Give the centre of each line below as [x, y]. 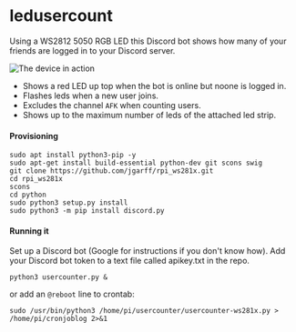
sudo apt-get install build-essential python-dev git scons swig [136, 163]
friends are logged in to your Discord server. [92, 50]
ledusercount [61, 16]
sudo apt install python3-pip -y [73, 156]
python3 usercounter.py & [58, 277]
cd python [28, 195]
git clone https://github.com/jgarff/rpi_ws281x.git [112, 171]
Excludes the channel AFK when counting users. [112, 105]
